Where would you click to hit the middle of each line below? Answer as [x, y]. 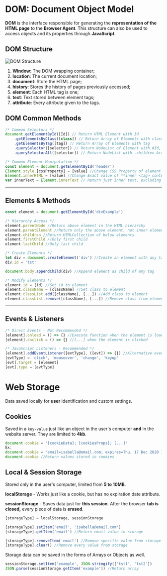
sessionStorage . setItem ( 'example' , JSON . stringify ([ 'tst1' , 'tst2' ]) [79, 564]
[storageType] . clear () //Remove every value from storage [66, 545]
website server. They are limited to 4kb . [46, 434]
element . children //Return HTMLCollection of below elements [70, 235]
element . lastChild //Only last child [44, 244]
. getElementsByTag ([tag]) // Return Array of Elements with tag [82, 144]
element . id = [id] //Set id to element [46, 285]
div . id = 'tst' [21, 262]
